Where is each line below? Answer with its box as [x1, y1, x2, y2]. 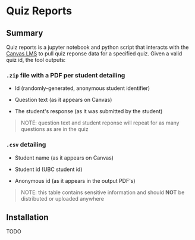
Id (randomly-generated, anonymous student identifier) [14, 85, 150, 92]
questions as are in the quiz [20, 126, 89, 133]
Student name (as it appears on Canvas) [14, 154, 114, 161]
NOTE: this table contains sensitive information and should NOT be [20, 189, 185, 196]
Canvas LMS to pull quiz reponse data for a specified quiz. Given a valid [6, 50, 183, 57]
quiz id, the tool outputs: [6, 57, 66, 63]
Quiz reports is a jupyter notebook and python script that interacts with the [6, 43, 189, 51]
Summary [6, 28, 43, 38]
